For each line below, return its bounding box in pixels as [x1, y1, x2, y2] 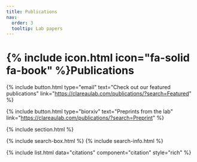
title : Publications [6, 8, 58, 15]
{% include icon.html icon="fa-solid [6, 51, 190, 65]
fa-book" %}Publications [6, 64, 135, 78]
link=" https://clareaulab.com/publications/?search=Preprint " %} [6, 114, 165, 121]
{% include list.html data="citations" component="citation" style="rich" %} [6, 149, 192, 156]
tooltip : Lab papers [11, 25, 63, 32]
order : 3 [11, 20, 34, 26]
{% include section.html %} [6, 126, 74, 133]
